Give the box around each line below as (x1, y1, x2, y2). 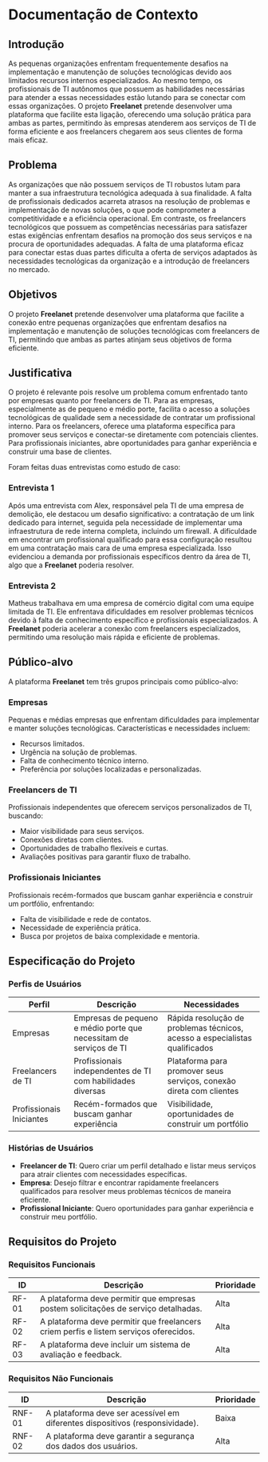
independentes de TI (73, 1066, 152, 1077)
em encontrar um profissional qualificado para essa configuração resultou (8, 535, 252, 544)
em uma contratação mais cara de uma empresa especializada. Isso (8, 543, 232, 553)
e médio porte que (73, 1023, 143, 1034)
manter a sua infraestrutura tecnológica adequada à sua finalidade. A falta (8, 188, 253, 198)
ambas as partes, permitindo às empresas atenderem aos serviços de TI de (8, 118, 257, 127)
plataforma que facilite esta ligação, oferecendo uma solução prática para (8, 110, 251, 119)
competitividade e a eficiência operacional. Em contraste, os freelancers (8, 214, 246, 223)
